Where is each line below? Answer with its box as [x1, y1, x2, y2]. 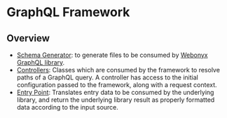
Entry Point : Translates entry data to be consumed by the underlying [16, 88, 214, 96]
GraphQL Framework [6, 4, 130, 20]
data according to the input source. [16, 103, 118, 111]
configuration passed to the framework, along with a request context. [16, 81, 218, 88]
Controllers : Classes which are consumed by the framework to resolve [16, 66, 220, 74]
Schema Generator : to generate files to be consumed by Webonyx [16, 51, 208, 59]
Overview [6, 32, 50, 44]
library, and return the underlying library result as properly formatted [16, 96, 215, 104]
